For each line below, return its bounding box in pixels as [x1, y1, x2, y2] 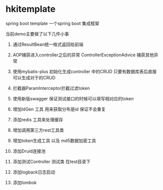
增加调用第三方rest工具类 [12, 127, 64, 133]
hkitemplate [5, 3, 56, 15]
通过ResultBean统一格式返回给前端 [12, 41, 84, 47]
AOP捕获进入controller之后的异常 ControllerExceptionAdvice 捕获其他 [12, 52, 154, 58]
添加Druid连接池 [12, 148, 46, 154]
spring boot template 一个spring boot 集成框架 [5, 20, 100, 26]
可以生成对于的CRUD [12, 75, 56, 80]
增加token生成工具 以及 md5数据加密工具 [12, 137, 97, 144]
